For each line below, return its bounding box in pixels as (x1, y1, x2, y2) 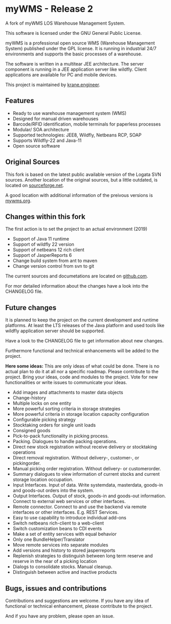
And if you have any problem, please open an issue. (5, 613, 115, 619)
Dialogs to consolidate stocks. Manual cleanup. (12, 563, 113, 570)
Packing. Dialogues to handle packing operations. (12, 438, 118, 445)
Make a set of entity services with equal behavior (12, 531, 117, 537)
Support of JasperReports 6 (12, 252, 72, 258)
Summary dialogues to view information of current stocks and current (12, 471, 160, 477)
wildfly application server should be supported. (5, 328, 105, 334)
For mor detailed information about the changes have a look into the (5, 283, 148, 289)
